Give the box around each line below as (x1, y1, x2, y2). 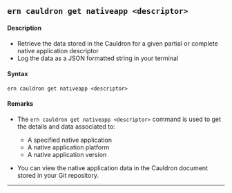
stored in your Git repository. (17, 172, 99, 179)
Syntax (7, 70, 28, 78)
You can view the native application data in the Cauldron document (17, 164, 209, 172)
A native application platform (27, 143, 110, 151)
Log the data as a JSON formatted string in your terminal (17, 54, 179, 62)
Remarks (7, 100, 34, 108)
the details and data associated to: (17, 122, 115, 131)
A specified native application (27, 136, 113, 144)
